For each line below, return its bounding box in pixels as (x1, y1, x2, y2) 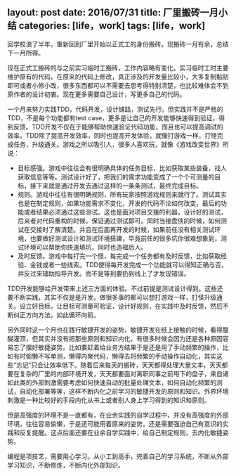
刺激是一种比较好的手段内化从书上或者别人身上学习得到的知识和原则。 (7, 396, 211, 404)
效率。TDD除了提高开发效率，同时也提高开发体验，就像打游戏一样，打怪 (7, 131, 218, 139)
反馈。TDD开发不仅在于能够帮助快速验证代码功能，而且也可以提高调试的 (13, 122, 223, 131)
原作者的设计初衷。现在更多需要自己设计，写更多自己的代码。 (7, 90, 186, 98)
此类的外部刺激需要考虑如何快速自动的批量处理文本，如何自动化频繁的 (13, 378, 216, 387)
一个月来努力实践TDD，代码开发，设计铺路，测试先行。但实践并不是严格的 (7, 105, 223, 113)
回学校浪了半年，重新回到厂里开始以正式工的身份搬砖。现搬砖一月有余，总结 (7, 39, 229, 48)
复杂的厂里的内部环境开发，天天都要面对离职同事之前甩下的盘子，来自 (19, 369, 223, 378)
